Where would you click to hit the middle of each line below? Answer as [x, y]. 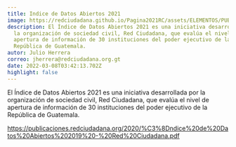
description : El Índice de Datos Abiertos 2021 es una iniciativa [106, 27]
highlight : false [33, 72]
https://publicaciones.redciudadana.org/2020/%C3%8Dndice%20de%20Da [118, 128]
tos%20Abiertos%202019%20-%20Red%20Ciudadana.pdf [94, 135]
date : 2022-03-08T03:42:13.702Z [54, 66]
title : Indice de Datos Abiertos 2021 [64, 14]
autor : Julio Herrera [39, 53]
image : [17, 20]
